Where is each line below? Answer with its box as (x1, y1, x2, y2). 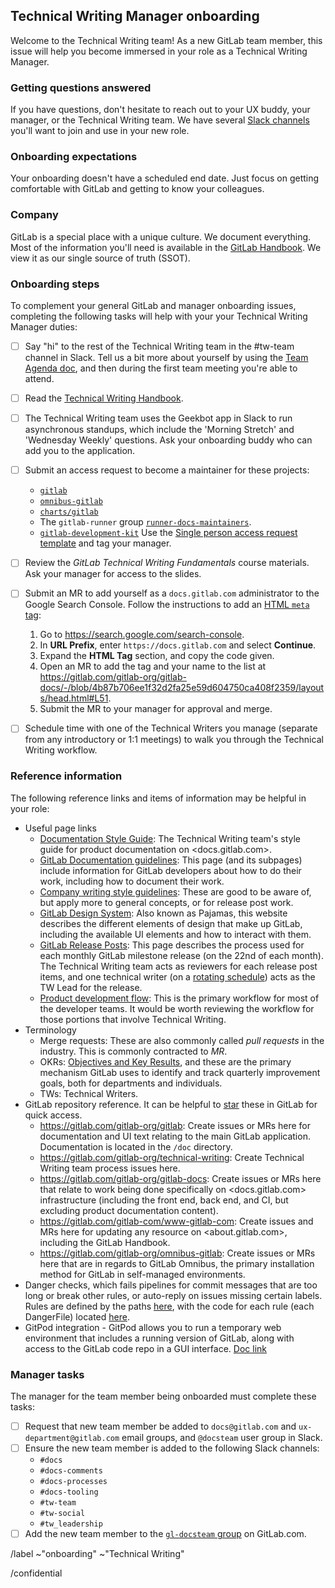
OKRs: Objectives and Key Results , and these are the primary (39, 1055, 292, 1068)
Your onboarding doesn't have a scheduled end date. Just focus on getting (10, 172, 320, 184)
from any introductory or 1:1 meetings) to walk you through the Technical (24, 734, 324, 746)
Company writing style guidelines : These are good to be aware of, (39, 885, 312, 898)
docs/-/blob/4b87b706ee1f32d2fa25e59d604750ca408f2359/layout (39, 682, 325, 694)
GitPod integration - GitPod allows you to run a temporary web (24, 1321, 282, 1333)
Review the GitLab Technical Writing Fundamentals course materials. (24, 557, 310, 569)
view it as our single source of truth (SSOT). (10, 252, 191, 264)
